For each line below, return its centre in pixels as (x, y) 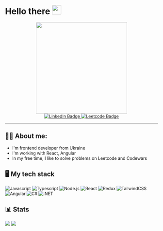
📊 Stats (17, 209)
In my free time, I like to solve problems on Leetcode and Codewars (79, 158)
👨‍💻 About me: (26, 136)
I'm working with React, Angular (44, 153)
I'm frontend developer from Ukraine (49, 148)
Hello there (28, 11)
